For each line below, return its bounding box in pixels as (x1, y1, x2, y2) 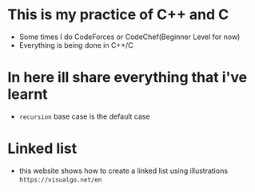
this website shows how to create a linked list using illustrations (18, 166, 229, 175)
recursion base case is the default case (18, 112, 150, 121)
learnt (7, 85, 49, 104)
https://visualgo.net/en (18, 175, 102, 184)
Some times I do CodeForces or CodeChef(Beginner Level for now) (18, 32, 241, 41)
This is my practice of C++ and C (7, 6, 229, 24)
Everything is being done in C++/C (18, 40, 133, 49)
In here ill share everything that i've (7, 69, 248, 87)
